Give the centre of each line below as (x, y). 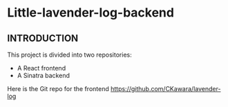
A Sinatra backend (44, 75)
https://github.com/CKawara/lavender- (165, 89)
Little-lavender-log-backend (91, 13)
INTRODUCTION (43, 38)
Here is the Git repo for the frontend (58, 89)
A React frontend (41, 68)
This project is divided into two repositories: (70, 55)
